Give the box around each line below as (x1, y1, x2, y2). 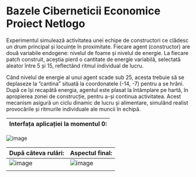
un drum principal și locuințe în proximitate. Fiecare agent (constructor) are (6, 43, 191, 50)
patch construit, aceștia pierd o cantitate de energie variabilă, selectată (6, 56, 181, 63)
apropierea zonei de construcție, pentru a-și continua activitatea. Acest (6, 93, 181, 100)
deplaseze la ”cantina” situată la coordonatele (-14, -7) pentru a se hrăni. (6, 80, 184, 87)
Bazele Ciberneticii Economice (6, 4, 161, 18)
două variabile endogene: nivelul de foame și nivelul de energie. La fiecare (6, 49, 189, 56)
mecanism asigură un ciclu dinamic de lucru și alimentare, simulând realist (6, 99, 189, 106)
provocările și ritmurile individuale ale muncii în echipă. (6, 105, 141, 112)
